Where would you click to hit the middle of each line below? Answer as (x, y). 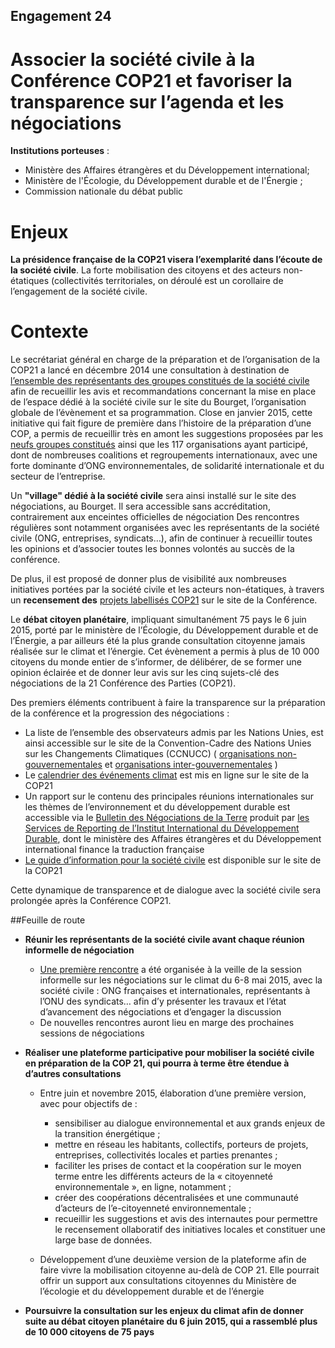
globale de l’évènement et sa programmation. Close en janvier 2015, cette (161, 413)
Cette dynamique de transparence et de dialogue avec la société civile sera (166, 890)
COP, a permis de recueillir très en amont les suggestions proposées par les (167, 434)
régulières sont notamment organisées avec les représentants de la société (165, 528)
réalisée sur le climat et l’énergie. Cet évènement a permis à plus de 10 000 (165, 651)
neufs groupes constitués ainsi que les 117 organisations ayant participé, (159, 445)
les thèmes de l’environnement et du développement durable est (157, 807)
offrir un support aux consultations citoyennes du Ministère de (168, 1281)
